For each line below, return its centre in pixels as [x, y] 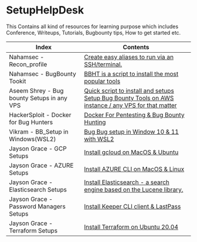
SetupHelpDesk [45, 10]
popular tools [102, 81]
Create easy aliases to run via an [129, 57]
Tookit [18, 81]
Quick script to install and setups [129, 90]
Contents [136, 47]
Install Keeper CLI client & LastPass [133, 206]
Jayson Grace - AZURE [41, 165]
